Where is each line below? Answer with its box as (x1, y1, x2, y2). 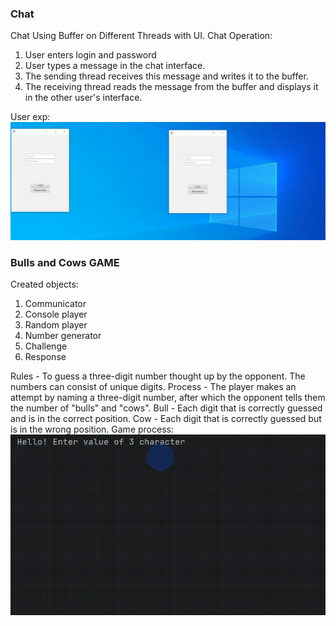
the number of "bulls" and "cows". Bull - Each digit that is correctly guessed (10, 402, 323, 414)
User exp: (10, 111, 51, 123)
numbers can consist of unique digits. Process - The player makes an (10, 381, 297, 393)
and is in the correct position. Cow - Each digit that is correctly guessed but (10, 413, 322, 425)
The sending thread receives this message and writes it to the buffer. (24, 70, 309, 82)
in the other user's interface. (24, 92, 143, 104)
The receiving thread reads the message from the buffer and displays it (24, 81, 319, 93)
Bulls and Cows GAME (10, 255, 120, 269)
